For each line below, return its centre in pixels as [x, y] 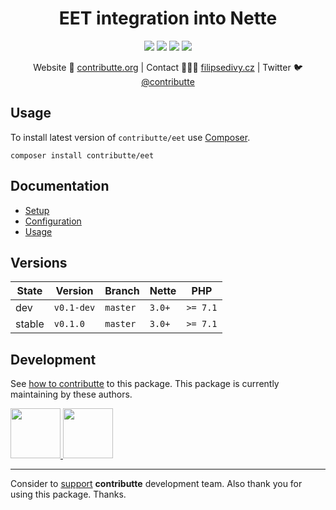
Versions [39, 262]
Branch [122, 291]
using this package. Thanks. [68, 494]
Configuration [53, 221]
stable [30, 324]
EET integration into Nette [168, 18]
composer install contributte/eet [82, 155]
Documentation [60, 186]
